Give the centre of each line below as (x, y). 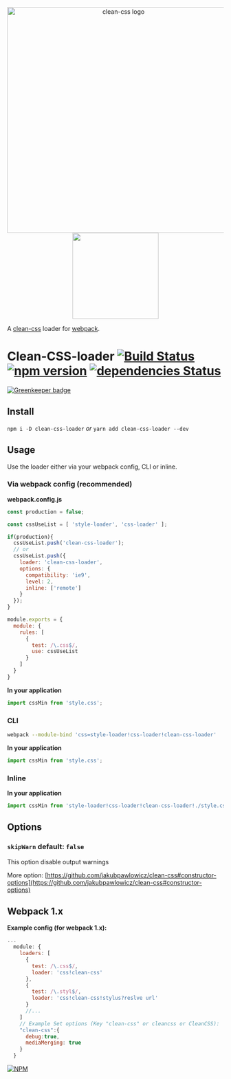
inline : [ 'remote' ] (53, 588)
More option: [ (27, 875)
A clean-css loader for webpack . (53, 329)
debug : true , (42, 1036)
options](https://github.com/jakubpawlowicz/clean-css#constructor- (104, 882)
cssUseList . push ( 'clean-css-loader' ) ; (69, 543)
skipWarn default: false (46, 847)
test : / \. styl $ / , (56, 992)
